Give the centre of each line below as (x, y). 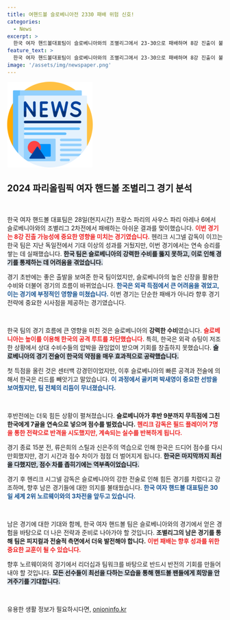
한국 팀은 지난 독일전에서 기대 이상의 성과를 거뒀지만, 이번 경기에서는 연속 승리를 (114, 245)
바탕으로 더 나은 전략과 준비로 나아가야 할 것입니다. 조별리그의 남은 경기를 (117, 532)
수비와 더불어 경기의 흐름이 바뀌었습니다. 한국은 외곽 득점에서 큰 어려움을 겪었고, (113, 285)
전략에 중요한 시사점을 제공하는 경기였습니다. (67, 302)
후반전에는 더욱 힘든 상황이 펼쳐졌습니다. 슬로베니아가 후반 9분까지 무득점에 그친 (114, 415)
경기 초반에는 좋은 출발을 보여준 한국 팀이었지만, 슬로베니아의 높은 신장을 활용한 (113, 277)
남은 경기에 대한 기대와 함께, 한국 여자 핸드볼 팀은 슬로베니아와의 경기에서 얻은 (111, 523)
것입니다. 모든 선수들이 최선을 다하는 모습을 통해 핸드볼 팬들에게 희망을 (120, 573)
